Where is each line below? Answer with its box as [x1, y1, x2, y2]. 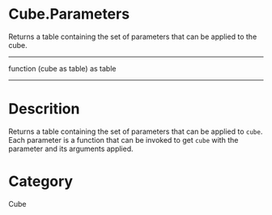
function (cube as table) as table [8, 63, 117, 73]
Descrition [8, 100, 80, 118]
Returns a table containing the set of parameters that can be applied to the [8, 32, 257, 41]
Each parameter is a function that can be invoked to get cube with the [8, 135, 239, 144]
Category [8, 172, 74, 191]
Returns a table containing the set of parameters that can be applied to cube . [8, 127, 263, 136]
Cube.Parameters [8, 5, 130, 24]
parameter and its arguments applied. [8, 144, 134, 153]
